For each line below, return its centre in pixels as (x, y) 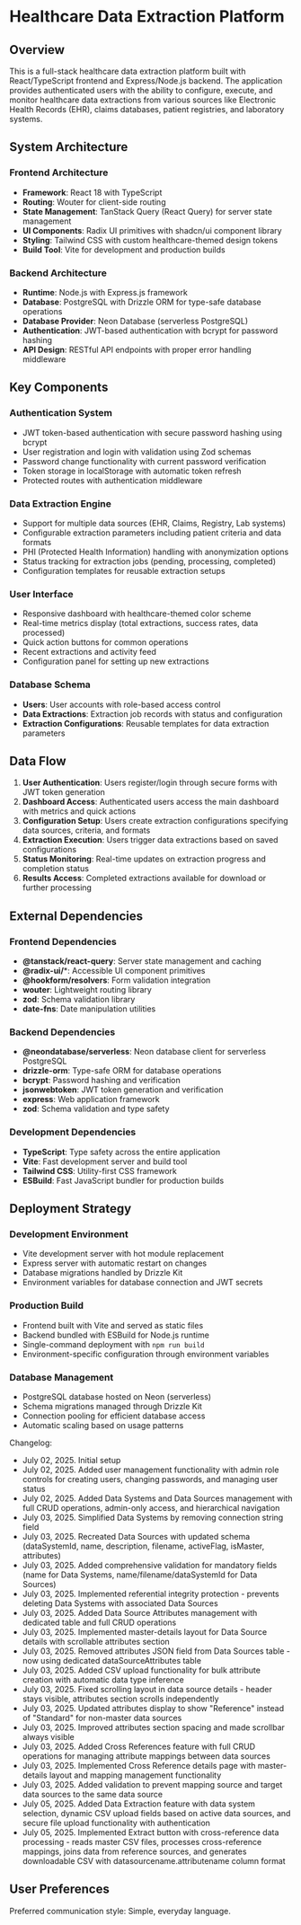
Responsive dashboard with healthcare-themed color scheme (137, 614)
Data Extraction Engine (61, 503)
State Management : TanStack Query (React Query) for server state (147, 211)
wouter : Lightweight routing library (87, 990)
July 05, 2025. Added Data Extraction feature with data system (139, 1804)
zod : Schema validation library (79, 1000)
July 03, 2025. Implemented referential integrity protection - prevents (151, 1594)
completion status (56, 869)
